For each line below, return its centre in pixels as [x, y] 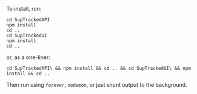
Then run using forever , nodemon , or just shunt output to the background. [97, 85]
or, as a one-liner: [28, 57]
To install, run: [24, 9]
